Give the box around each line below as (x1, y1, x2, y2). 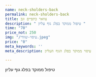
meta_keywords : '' (5, 44, 43, 49)
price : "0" (5, 39, 28, 44)
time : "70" (5, 26, 28, 31)
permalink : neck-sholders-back (5, 12, 69, 17)
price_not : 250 (5, 30, 36, 35)
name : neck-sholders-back (5, 7, 58, 12)
